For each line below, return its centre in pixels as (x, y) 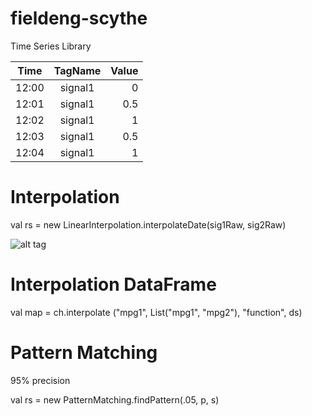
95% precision (40, 380)
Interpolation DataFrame (113, 284)
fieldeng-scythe (79, 18)
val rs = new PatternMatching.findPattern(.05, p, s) (115, 399)
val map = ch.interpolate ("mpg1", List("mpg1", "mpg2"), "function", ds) (156, 312)
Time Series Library (51, 46)
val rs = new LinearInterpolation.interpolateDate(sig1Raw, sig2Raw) (148, 224)
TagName (77, 70)
